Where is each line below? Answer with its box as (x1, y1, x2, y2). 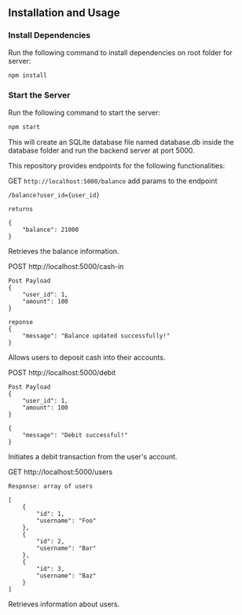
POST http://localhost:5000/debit (8, 367, 116, 377)
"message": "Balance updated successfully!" (22, 332, 170, 340)
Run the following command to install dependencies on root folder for (8, 47, 233, 57)
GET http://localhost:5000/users (8, 467, 113, 477)
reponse (8, 318, 34, 326)
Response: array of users (8, 482, 93, 490)
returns (8, 204, 34, 213)
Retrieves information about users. (8, 599, 120, 609)
